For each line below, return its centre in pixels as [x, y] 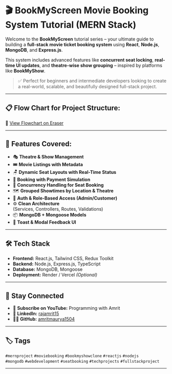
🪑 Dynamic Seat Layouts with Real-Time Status [64, 172]
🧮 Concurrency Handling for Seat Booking [58, 185]
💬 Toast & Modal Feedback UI [44, 222]
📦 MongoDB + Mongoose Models [49, 214]
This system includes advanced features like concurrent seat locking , [79, 60]
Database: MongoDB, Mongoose [48, 269]
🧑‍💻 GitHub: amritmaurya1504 [44, 319]
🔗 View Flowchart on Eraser [35, 123]
